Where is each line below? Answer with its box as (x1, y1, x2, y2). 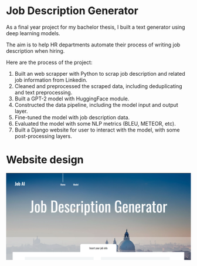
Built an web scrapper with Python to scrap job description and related (14, 70, 186, 77)
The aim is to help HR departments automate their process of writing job (6, 41, 181, 48)
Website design (6, 153, 84, 167)
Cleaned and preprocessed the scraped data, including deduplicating (14, 82, 183, 89)
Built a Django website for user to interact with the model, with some (14, 126, 180, 133)
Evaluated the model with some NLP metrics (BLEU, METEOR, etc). (14, 120, 176, 127)
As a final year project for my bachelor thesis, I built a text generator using (6, 23, 186, 31)
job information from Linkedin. (14, 76, 88, 83)
